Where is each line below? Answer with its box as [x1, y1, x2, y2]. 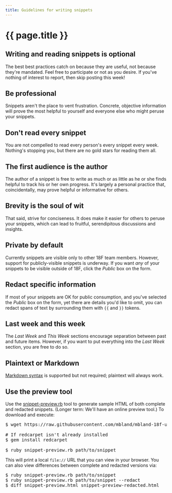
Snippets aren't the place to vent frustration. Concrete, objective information [5, 103, 166, 109]
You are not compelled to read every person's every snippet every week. [5, 142, 159, 148]
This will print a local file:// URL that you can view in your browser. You [5, 457, 159, 463]
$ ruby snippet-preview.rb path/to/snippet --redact [5, 477, 141, 483]
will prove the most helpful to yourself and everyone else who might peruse [5, 108, 165, 114]
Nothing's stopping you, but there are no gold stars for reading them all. [5, 147, 157, 154]
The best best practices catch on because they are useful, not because [5, 63, 156, 70]
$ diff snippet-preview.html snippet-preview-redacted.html [5, 482, 160, 488]
